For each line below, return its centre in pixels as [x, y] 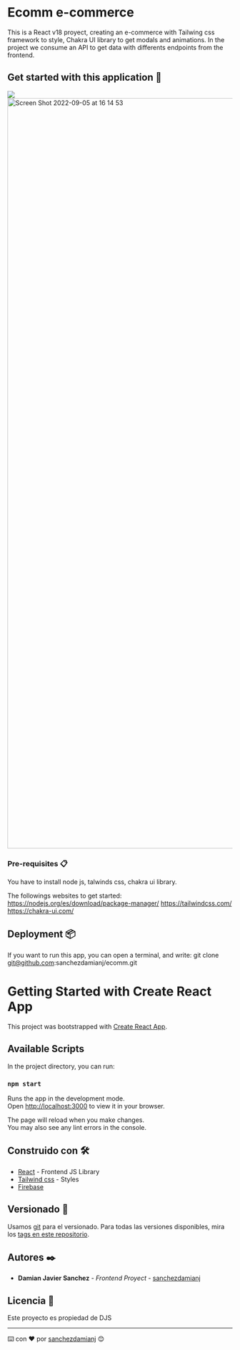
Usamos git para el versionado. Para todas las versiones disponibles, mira [116, 1226]
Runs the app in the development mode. [66, 1098]
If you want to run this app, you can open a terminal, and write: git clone [113, 955]
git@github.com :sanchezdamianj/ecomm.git [72, 963]
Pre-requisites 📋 [37, 863]
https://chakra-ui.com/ [41, 911]
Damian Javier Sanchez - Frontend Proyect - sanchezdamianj [109, 1278]
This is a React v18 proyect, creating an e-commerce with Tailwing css [111, 32]
